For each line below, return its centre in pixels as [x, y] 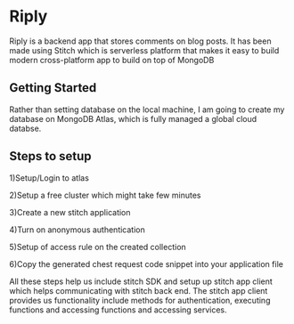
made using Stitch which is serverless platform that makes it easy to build [144, 50]
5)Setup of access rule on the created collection [98, 247]
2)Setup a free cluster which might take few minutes [105, 195]
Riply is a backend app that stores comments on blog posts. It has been [140, 41]
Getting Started [53, 88]
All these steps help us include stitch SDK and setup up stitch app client [141, 281]
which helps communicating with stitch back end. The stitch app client [139, 290]
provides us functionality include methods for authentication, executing [140, 300]
